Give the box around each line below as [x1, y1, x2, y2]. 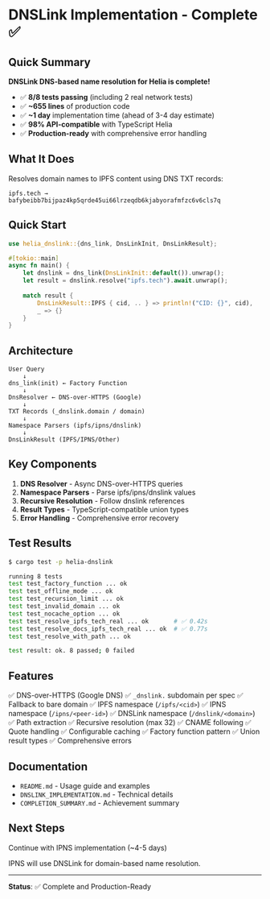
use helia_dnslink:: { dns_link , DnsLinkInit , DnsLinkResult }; [8, 239, 218, 247]
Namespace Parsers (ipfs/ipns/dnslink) [8, 421, 142, 430]
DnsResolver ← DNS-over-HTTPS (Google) [8, 393, 142, 402]
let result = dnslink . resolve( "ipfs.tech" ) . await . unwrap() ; [22, 276, 228, 285]
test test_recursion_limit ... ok [8, 594, 125, 603]
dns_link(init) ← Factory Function [8, 379, 128, 387]
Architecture [8, 344, 74, 358]
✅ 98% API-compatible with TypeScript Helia [19, 119, 173, 129]
